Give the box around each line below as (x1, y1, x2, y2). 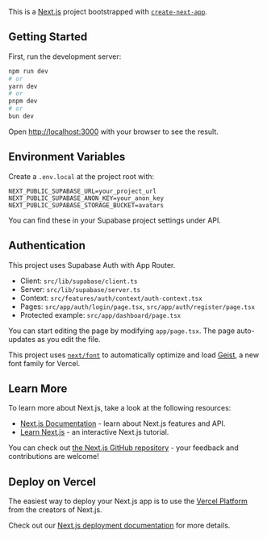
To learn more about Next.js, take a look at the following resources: (8, 403, 232, 413)
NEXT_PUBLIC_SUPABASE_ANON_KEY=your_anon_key (8, 194, 164, 202)
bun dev (8, 112, 35, 120)
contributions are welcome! (8, 452, 99, 461)
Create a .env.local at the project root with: (8, 171, 155, 181)
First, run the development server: (8, 52, 122, 61)
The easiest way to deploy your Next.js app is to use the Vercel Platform (8, 496, 248, 507)
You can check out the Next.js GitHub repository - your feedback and (8, 443, 240, 453)
